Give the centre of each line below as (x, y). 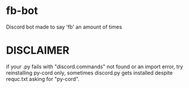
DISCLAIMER (38, 50)
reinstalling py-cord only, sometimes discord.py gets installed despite (90, 73)
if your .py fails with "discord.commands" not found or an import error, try (94, 66)
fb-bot (22, 11)
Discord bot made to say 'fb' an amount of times (64, 27)
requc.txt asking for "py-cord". (43, 79)
